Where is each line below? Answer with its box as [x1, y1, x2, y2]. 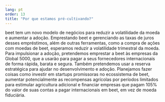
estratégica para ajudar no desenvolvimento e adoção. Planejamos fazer [5, 66, 152, 72]
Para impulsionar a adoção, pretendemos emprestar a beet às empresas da [5, 51, 158, 56]
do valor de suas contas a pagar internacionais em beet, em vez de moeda [5, 87, 157, 93]
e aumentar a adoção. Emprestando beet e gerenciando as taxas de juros [5, 35, 154, 41]
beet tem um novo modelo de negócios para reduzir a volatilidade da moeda [5, 30, 160, 36]
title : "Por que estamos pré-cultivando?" [5, 16, 94, 21]
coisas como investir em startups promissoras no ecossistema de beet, [5, 72, 150, 77]
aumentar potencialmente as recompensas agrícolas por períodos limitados [5, 76, 159, 82]
